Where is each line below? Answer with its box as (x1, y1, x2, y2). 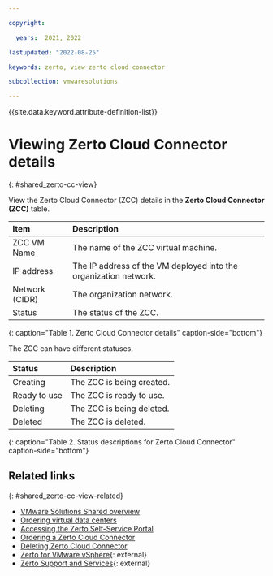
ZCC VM (12, 237, 45, 249)
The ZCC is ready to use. (70, 390, 165, 401)
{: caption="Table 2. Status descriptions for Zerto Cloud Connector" (8, 437, 236, 447)
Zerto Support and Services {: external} (19, 558, 151, 568)
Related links (8, 469, 76, 483)
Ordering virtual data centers (19, 515, 118, 525)
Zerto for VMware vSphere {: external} (19, 549, 148, 559)
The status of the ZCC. (72, 307, 158, 318)
